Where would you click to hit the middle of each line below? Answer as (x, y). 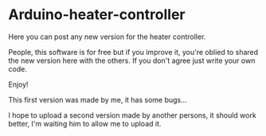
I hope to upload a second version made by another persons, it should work (132, 115)
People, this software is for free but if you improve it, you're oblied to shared (133, 52)
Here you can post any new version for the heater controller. (107, 37)
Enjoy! (19, 84)
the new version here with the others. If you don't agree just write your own (132, 60)
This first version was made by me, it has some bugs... (98, 99)
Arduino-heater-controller (97, 15)
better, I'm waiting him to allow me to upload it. (85, 123)
